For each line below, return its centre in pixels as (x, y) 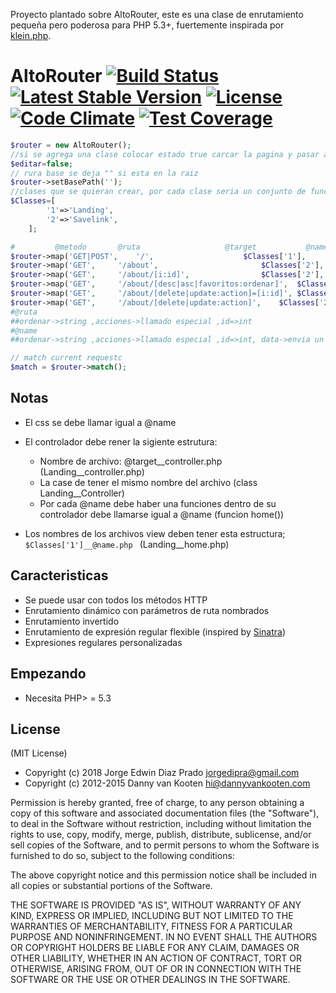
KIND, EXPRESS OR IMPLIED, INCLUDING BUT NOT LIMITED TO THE (152, 916)
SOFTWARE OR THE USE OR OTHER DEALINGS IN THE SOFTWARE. (150, 980)
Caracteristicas (59, 575)
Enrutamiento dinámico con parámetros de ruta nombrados (147, 610)
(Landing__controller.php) (92, 471)
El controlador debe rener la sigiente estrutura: (121, 441)
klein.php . (31, 35)
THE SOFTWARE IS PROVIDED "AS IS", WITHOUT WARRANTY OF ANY (156, 905)
